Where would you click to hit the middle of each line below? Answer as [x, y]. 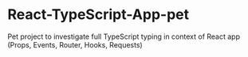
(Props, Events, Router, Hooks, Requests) [75, 44]
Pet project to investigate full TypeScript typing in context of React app [124, 36]
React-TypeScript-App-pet [98, 15]
